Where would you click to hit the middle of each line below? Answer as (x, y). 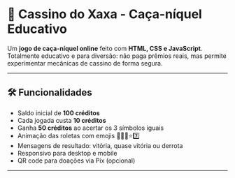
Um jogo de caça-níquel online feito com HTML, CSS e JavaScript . (105, 48)
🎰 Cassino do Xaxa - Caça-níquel (105, 14)
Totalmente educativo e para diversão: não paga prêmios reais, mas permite (117, 56)
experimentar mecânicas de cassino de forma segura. (85, 63)
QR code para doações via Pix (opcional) (76, 161)
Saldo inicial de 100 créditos (58, 113)
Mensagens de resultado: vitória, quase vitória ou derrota (100, 145)
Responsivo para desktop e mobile (67, 153)
